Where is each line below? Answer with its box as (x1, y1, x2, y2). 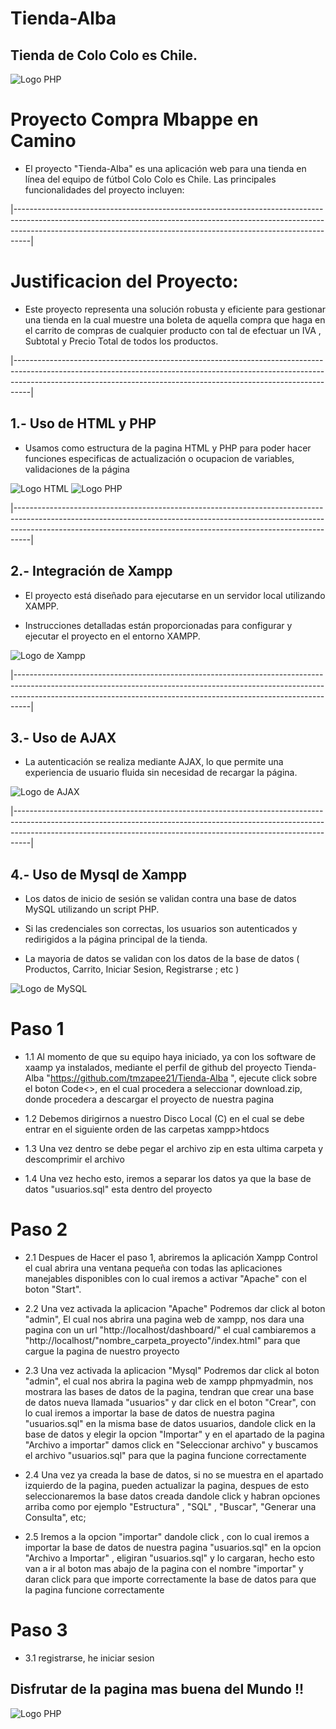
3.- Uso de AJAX (10, 729, 117, 746)
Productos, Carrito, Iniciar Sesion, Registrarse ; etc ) (24, 963, 240, 976)
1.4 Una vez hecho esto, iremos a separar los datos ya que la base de (24, 1173, 312, 1185)
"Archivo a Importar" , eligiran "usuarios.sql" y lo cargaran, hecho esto (24, 1552, 315, 1564)
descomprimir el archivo (24, 1153, 125, 1166)
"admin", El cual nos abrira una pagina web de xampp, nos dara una (24, 1313, 305, 1325)
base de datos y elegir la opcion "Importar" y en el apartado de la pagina (24, 1428, 325, 1440)
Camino (10, 130, 77, 152)
